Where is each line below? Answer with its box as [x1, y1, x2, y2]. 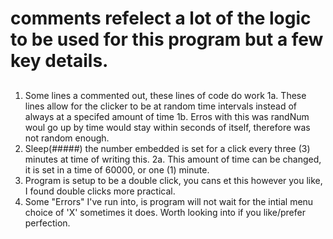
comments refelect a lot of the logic [10, 7, 312, 30]
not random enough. [24, 132, 110, 144]
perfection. [24, 217, 71, 229]
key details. [10, 50, 109, 72]
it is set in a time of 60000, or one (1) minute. [24, 163, 210, 176]
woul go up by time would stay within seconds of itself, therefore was [24, 121, 311, 133]
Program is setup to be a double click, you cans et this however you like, [24, 174, 323, 186]
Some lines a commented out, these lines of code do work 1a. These [24, 89, 307, 101]
